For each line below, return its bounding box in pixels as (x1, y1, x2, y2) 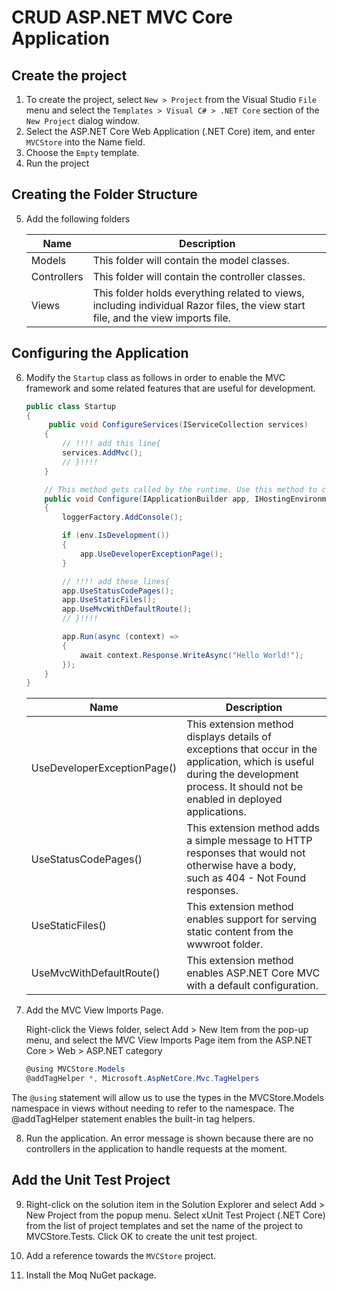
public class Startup (25, 401, 116, 411)
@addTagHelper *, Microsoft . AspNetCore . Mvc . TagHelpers (25, 1074, 260, 1084)
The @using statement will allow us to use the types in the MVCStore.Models (11, 1092, 324, 1103)
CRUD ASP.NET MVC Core (11, 6, 233, 29)
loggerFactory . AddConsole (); (62, 512, 184, 523)
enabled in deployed (186, 792, 283, 806)
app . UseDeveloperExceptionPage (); (79, 549, 224, 559)
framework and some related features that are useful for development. (25, 382, 316, 394)
